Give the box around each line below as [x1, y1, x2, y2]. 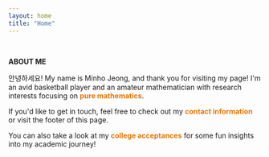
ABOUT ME [8, 56, 47, 66]
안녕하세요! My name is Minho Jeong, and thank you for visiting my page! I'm [8, 73, 261, 83]
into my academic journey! [8, 139, 96, 149]
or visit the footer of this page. [8, 115, 108, 125]
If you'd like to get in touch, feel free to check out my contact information [8, 106, 253, 117]
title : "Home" [8, 19, 56, 27]
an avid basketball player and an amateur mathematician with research [8, 82, 243, 93]
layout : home [8, 11, 52, 20]
